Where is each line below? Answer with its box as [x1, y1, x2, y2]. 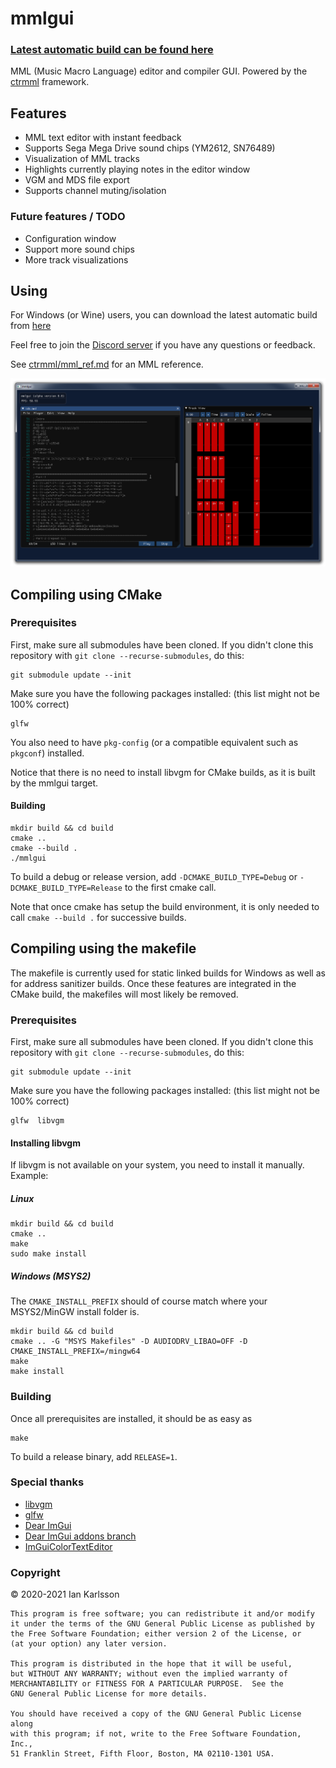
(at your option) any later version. [10, 1639, 168, 1649]
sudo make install [10, 1249, 87, 1259]
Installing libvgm [10, 1137, 81, 1149]
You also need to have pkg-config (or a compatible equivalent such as [10, 736, 299, 748]
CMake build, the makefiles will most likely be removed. [10, 988, 239, 1000]
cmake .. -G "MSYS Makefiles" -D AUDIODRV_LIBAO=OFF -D [10, 1337, 248, 1347]
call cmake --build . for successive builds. [10, 912, 187, 924]
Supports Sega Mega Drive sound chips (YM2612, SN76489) [24, 142, 276, 154]
